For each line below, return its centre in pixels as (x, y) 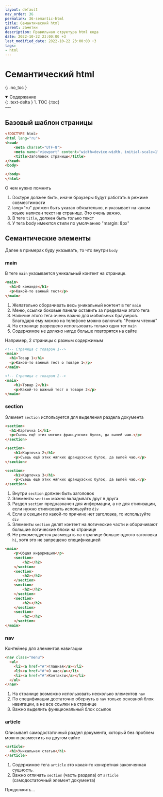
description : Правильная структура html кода (52, 32)
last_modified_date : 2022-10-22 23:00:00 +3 (51, 41)
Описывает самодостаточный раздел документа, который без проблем (80, 732)
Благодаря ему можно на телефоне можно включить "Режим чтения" (85, 321)
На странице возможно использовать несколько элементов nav (79, 694)
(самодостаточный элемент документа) (54, 780)
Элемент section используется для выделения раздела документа (74, 417)
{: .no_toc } (16, 87)
